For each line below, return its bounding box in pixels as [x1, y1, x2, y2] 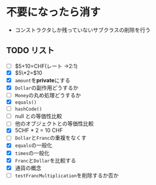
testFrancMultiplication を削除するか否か [14, 171, 119, 179]
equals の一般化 [14, 141, 53, 149]
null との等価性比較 [14, 113, 62, 120]
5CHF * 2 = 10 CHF [14, 127, 63, 134]
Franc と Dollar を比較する [14, 156, 77, 164]
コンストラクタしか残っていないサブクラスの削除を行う [14, 26, 151, 33]
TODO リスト [6, 45, 55, 55]
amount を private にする [14, 76, 71, 84]
